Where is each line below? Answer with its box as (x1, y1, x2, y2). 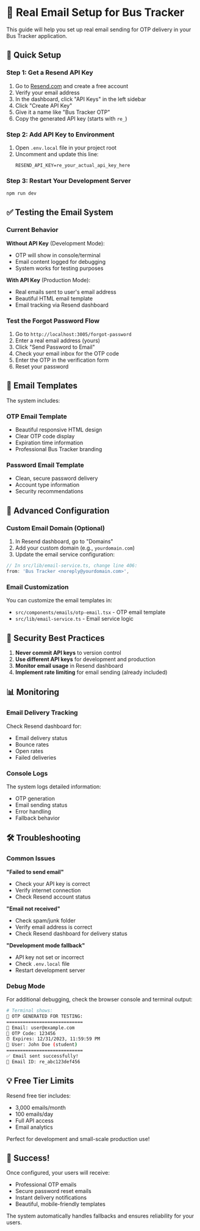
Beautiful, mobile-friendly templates (15, 1200, 105, 1208)
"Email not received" (6, 905, 60, 912)
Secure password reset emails (15, 1188, 91, 1195)
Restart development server (15, 967, 85, 974)
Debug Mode (6, 982, 46, 990)
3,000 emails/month (15, 1104, 66, 1111)
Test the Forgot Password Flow (6, 316, 100, 325)
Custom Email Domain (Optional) (6, 523, 105, 532)
